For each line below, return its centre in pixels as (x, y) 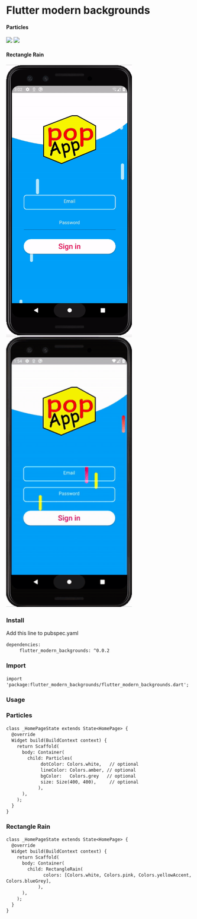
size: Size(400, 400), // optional (90, 782)
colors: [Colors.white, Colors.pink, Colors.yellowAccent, (118, 875)
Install (15, 620)
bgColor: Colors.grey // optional (88, 776)
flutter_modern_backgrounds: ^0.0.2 (64, 651)
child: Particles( (50, 758)
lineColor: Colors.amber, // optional (88, 770)
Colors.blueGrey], (29, 881)
